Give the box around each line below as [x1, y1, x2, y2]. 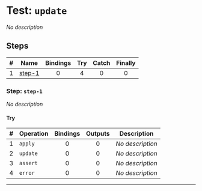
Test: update [6, 4, 67, 17]
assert [19, 160, 38, 167]
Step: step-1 [6, 86, 43, 95]
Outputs [86, 130, 110, 138]
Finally [116, 58, 136, 67]
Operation [19, 130, 49, 138]
